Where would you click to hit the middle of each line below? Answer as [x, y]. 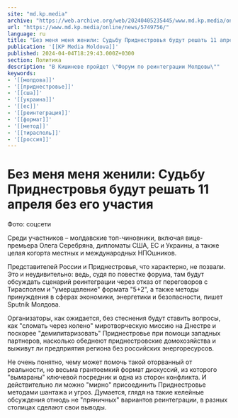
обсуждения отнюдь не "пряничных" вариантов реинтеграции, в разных [118, 400]
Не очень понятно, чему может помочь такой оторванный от [100, 362]
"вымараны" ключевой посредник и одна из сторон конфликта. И [107, 378]
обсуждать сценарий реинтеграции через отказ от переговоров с [108, 282]
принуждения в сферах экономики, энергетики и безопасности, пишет [115, 297]
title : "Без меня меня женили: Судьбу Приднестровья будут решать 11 [112, 40]
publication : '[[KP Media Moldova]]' [63, 47]
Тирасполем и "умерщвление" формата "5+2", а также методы [103, 290]
